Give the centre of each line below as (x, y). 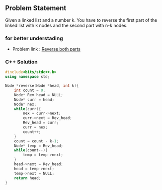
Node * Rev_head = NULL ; (39, 95)
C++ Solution (22, 62)
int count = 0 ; (30, 91)
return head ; (28, 178)
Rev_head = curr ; (41, 123)
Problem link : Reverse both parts (46, 49)
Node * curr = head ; (34, 99)
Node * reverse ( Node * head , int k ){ (42, 86)
